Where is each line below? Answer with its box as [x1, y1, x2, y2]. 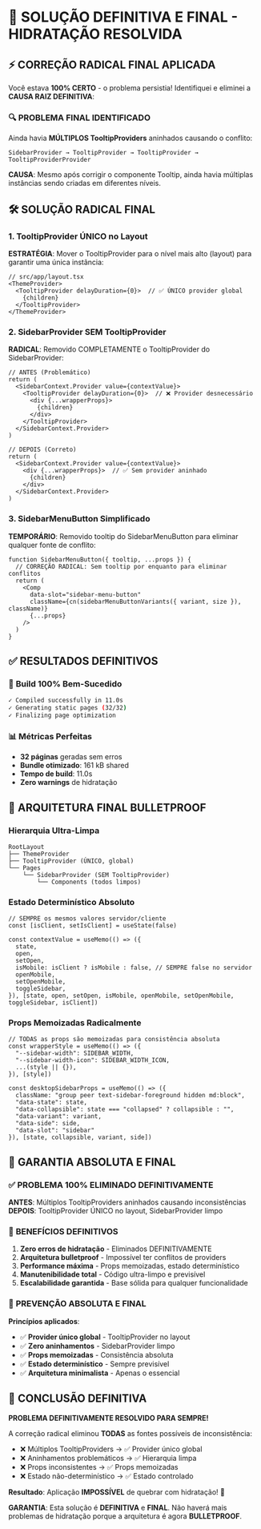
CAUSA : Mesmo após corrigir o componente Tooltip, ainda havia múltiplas [8, 170, 254, 179]
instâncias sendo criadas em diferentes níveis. [8, 179, 162, 188]
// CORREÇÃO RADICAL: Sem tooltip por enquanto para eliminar [15, 562, 227, 570]
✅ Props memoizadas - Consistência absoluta [19, 1350, 174, 1359]
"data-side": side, [15, 1120, 81, 1128]
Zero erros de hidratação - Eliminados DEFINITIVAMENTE [19, 1244, 212, 1253]
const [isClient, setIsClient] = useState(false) [8, 922, 178, 930]
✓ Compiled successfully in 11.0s [8, 697, 124, 705]
